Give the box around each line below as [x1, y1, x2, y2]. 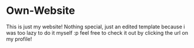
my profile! [6, 35, 32, 42]
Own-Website [6, 4, 75, 17]
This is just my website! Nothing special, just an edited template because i [6, 23, 185, 30]
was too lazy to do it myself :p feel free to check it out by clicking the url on [6, 29, 189, 36]
